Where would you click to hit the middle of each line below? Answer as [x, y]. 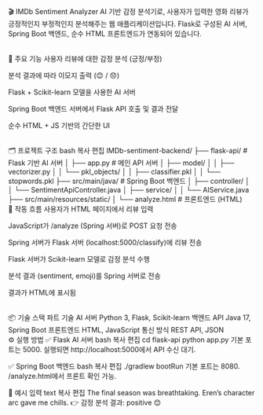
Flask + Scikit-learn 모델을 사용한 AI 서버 [72, 92]
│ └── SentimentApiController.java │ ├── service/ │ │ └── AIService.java [129, 190]
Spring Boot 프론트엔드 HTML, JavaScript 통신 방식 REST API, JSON [116, 330]
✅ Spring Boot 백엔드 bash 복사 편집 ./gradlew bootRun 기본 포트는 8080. [124, 366]
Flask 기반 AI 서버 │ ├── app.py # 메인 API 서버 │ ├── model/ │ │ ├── [121, 163]
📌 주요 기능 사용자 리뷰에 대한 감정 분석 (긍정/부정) [85, 59]
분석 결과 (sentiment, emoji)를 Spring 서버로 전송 [84, 276]
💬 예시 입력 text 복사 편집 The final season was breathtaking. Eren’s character [131, 393]
